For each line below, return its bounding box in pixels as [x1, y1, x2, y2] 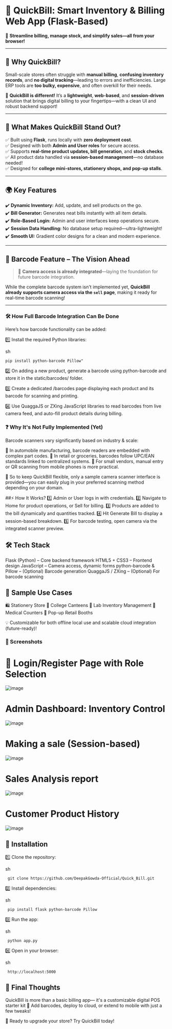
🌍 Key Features [5, 186, 57, 194]
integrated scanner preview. [5, 525, 64, 531]
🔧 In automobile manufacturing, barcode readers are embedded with [5, 447, 150, 453]
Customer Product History [5, 808, 119, 820]
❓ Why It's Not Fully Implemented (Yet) [5, 424, 103, 431]
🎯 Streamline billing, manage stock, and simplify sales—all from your [5, 32, 155, 39]
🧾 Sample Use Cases [5, 588, 73, 597]
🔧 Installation [5, 840, 48, 849]
